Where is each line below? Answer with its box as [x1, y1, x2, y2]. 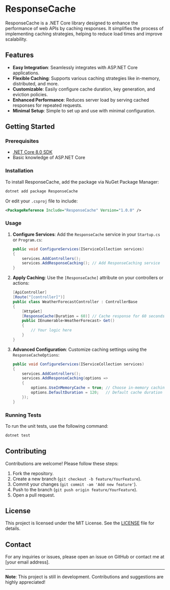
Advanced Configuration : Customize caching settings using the [12, 346, 147, 352]
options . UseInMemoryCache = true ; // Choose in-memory [31, 385, 149, 391]
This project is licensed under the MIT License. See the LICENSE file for [5, 520, 155, 526]
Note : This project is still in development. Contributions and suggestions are [5, 574, 164, 580]
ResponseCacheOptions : [12, 351, 60, 358]
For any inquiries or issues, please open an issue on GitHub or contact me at [5, 554, 164, 560]
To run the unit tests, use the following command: [5, 423, 109, 429]
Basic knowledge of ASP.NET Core [12, 155, 86, 161]
